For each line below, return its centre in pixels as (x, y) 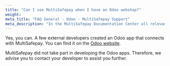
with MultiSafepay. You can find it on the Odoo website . (63, 43)
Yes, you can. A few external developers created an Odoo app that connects (85, 38)
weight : (13, 14)
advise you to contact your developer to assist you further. (66, 58)
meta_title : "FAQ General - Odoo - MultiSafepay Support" (68, 19)
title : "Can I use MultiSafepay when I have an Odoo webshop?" (73, 10)
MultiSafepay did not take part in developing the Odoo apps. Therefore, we (83, 53)
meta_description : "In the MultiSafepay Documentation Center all (77, 24)
